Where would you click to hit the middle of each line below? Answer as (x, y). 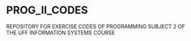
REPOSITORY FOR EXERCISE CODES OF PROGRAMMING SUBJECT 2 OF (96, 26)
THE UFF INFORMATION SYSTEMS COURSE (61, 32)
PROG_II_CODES (47, 10)
